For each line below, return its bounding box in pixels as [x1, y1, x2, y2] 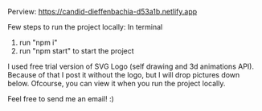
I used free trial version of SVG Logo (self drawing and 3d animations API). [7, 61, 255, 71]
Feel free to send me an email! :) [7, 94, 114, 103]
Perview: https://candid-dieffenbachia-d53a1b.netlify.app [7, 7, 198, 16]
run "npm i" [18, 38, 58, 47]
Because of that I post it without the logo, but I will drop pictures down [7, 70, 240, 79]
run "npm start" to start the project [18, 46, 134, 55]
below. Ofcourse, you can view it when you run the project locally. [7, 79, 226, 88]
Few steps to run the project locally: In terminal [7, 22, 163, 31]
